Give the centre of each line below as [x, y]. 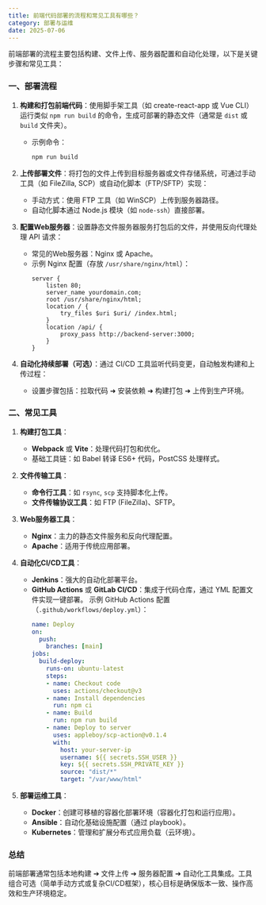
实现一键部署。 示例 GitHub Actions [96, 599]
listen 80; [64, 285]
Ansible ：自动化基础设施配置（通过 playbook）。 [110, 822]
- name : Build [69, 713]
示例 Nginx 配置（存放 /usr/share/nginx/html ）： [111, 264]
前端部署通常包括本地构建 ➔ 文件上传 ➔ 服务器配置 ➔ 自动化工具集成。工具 [130, 873]
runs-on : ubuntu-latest [85, 669]
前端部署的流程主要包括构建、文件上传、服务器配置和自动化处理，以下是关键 [133, 54]
